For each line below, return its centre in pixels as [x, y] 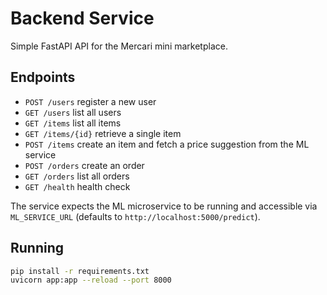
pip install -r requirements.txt [80, 271]
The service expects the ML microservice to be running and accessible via [164, 206]
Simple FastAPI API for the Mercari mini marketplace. [119, 46]
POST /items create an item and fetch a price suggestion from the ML [167, 144]
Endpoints [43, 77]
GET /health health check [77, 186]
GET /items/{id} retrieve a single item [103, 133]
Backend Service [82, 18]
